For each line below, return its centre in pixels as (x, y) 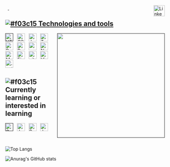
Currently (21, 90)
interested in (26, 106)
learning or (23, 98)
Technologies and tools (76, 24)
